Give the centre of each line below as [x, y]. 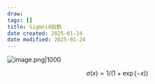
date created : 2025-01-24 [45, 33]
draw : [15, 14]
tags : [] [20, 20]
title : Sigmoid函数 [35, 27]
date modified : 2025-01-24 [46, 40]
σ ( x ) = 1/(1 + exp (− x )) [117, 73]
